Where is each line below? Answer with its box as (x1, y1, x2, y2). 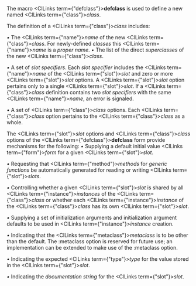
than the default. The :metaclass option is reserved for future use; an (6, 238, 173, 245)
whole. (6, 119, 23, 125)
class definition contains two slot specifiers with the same (32, 89, 171, 96)
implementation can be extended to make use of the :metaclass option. (6, 244, 178, 251)
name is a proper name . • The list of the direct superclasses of (32, 46, 184, 53)
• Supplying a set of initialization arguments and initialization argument (6, 214, 177, 221)
